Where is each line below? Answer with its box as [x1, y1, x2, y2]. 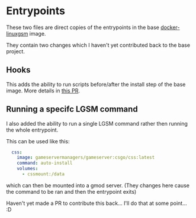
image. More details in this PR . [6, 87, 80, 94]
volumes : [17, 166, 38, 172]
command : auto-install [17, 160, 73, 166]
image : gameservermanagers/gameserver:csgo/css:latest [17, 155, 155, 161]
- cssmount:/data [21, 171, 65, 177]
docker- [160, 24, 180, 31]
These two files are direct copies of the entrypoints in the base [6, 24, 160, 31]
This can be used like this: [6, 137, 70, 145]
